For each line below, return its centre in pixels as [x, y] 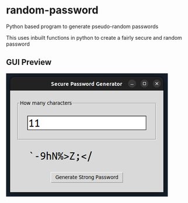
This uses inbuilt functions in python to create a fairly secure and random [94, 37]
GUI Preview [29, 62]
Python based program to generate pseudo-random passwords [82, 26]
